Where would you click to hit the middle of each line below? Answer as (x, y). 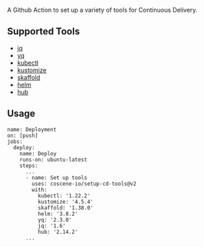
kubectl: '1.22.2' (64, 195)
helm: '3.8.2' (58, 214)
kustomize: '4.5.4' (66, 202)
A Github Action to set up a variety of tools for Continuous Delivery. (102, 10)
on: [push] (23, 136)
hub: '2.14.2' (58, 232)
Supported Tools (44, 31)
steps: (29, 165)
